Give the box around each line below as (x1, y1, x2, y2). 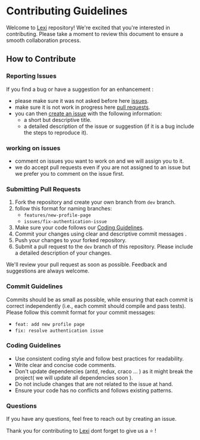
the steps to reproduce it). (23, 129, 88, 136)
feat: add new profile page (14, 321, 85, 327)
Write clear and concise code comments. (14, 361, 116, 368)
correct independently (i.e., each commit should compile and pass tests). (6, 302, 186, 309)
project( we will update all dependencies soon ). (14, 374, 133, 381)
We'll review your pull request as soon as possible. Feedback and (6, 261, 167, 268)
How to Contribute (6, 54, 76, 64)
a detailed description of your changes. (14, 249, 112, 256)
